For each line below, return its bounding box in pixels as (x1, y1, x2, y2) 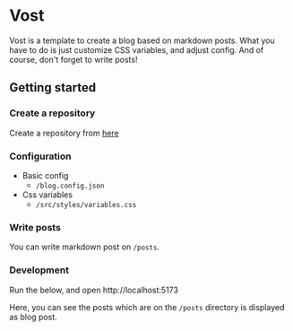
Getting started (9, 80, 97, 95)
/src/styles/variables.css (35, 200, 137, 209)
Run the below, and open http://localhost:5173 (9, 284, 179, 295)
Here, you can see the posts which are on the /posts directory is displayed (9, 301, 285, 312)
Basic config (22, 170, 69, 180)
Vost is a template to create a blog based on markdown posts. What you (9, 35, 275, 46)
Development (9, 264, 70, 276)
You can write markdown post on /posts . (9, 241, 159, 252)
